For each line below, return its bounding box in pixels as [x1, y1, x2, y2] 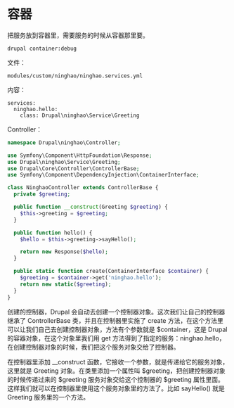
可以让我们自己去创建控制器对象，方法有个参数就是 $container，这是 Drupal [7, 325, 228, 333]
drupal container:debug [7, 45, 77, 52]
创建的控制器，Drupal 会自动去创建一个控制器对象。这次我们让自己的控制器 [7, 307, 226, 316]
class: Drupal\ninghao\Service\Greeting [20, 112, 140, 119]
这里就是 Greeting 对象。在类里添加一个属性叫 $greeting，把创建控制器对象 [7, 366, 226, 375]
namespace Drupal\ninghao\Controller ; [7, 139, 121, 146]
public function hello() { [13, 229, 93, 236]
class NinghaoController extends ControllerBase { [7, 184, 159, 191]
